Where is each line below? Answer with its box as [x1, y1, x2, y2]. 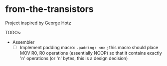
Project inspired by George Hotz [5, 20, 71, 26]
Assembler [12, 39, 35, 45]
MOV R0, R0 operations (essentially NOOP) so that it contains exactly [19, 50, 162, 56]
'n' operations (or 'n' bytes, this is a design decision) [19, 56, 128, 61]
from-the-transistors [5, 3, 94, 15]
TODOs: [5, 29, 21, 35]
